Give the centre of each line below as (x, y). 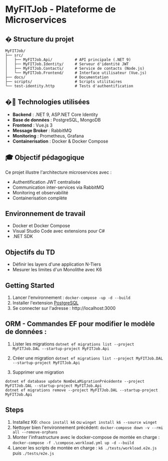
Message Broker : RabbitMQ (42, 130)
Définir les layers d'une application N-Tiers (57, 264)
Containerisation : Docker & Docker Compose (60, 141)
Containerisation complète (40, 198)
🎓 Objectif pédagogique (45, 157)
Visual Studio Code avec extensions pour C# (59, 231)
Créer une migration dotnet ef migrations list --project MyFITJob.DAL (88, 358)
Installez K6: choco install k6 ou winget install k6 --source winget (85, 422)
